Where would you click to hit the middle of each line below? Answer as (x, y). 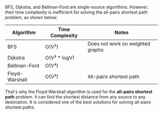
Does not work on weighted (119, 44)
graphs (96, 50)
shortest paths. (20, 107)
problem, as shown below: (31, 17)
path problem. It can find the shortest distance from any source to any (75, 97)
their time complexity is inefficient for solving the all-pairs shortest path (76, 12)
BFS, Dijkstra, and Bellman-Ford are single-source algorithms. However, (77, 7)
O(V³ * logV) (60, 58)
